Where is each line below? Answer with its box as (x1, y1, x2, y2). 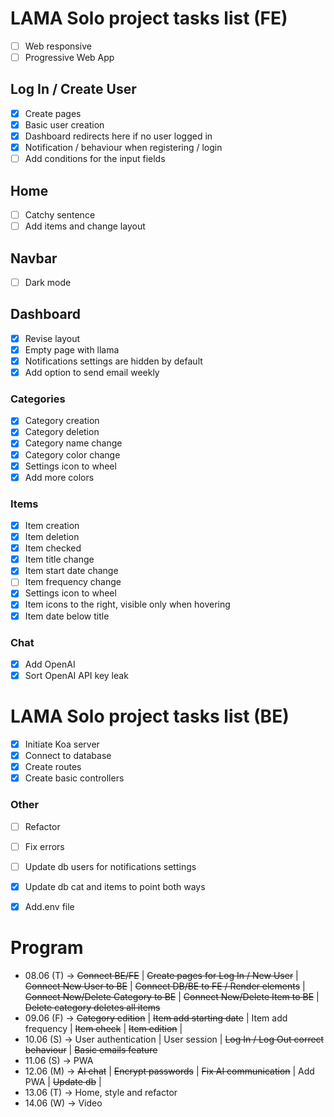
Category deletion (24, 426, 100, 438)
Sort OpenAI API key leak (24, 669, 129, 681)
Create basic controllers (24, 772, 125, 784)
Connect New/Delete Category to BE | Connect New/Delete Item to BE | (24, 990, 320, 1002)
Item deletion (24, 531, 80, 543)
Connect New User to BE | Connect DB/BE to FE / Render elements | (24, 980, 306, 992)
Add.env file (24, 900, 75, 912)
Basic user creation (24, 118, 105, 131)
